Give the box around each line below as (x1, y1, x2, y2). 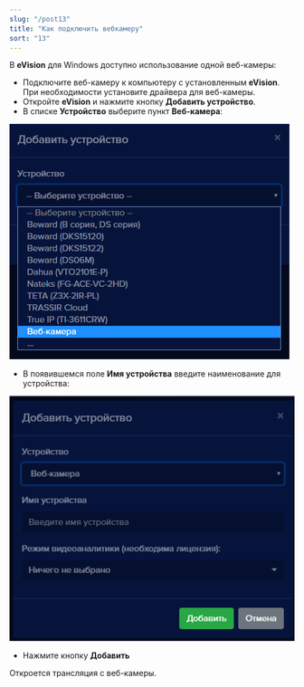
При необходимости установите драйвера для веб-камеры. (22, 87, 256, 98)
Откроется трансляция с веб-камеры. (9, 667, 157, 678)
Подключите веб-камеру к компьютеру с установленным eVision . (22, 77, 280, 88)
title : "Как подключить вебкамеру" (9, 24, 144, 33)
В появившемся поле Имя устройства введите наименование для (22, 368, 281, 379)
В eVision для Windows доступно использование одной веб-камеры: (9, 60, 277, 71)
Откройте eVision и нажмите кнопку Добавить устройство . (22, 96, 256, 108)
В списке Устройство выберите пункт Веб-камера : (22, 106, 223, 117)
